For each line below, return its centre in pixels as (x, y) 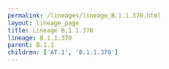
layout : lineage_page (43, 23)
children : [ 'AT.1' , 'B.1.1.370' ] (63, 52)
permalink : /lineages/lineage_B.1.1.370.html (84, 15)
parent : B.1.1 (31, 45)
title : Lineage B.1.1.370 (50, 30)
